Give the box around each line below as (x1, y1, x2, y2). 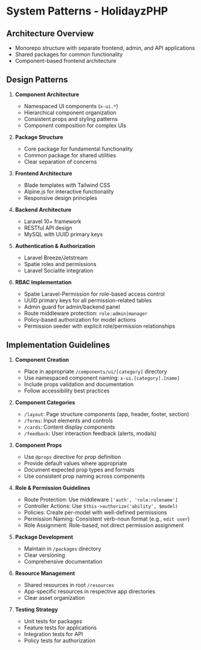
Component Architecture (14, 91, 80, 98)
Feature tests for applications (24, 624, 97, 631)
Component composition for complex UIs (24, 122, 127, 129)
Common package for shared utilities (24, 151, 116, 158)
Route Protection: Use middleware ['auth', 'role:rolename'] (24, 496, 178, 503)
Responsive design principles (24, 194, 98, 201)
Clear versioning (24, 551, 65, 559)
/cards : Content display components (24, 423, 115, 431)
